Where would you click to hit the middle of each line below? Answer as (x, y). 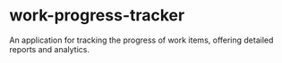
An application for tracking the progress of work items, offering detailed (141, 40)
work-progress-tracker (97, 16)
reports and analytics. (49, 49)
